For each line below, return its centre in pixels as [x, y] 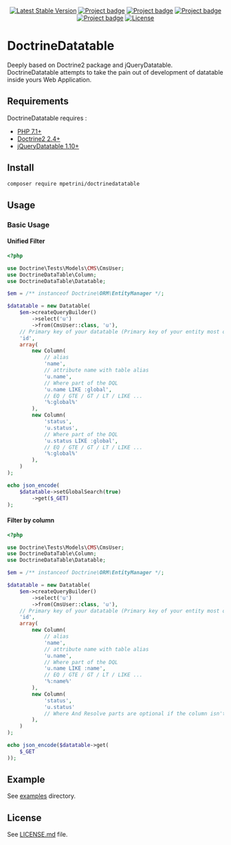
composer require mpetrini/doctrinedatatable [73, 184]
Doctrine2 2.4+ [38, 139]
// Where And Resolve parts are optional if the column [125, 713]
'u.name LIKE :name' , [75, 669]
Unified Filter [26, 241]
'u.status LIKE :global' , [81, 441]
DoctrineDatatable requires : [47, 118]
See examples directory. [42, 796]
